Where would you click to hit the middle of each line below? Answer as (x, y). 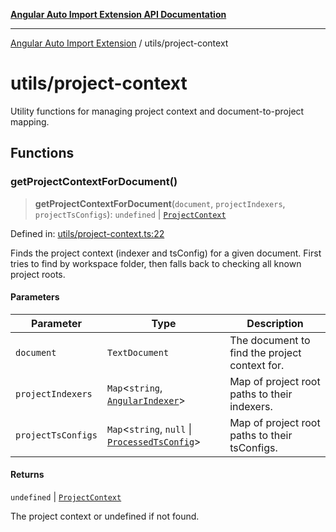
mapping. (30, 121)
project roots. (38, 274)
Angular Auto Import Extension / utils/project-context (119, 43)
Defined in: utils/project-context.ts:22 (87, 233)
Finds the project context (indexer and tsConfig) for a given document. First (166, 253)
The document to (270, 340)
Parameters (35, 297)
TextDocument (138, 352)
